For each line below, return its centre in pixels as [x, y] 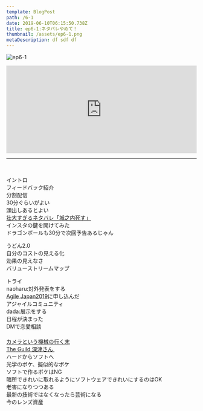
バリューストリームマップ [38, 268]
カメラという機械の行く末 [38, 341]
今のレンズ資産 [25, 402]
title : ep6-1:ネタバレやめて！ [42, 29]
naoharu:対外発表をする [36, 289]
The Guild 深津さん [30, 349]
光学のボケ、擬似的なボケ [38, 364]
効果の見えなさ [25, 261]
